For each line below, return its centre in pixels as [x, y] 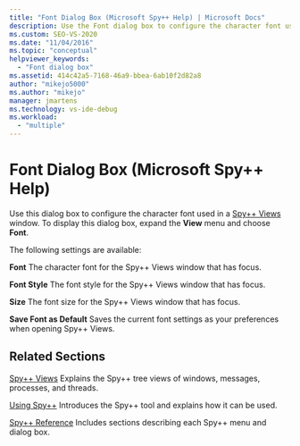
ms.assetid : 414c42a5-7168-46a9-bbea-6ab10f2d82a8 [105, 76]
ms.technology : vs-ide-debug [63, 109]
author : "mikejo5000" [50, 84]
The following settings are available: [75, 249]
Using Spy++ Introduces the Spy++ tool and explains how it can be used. [144, 405]
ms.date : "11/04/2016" [51, 42]
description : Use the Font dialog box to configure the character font [145, 26]
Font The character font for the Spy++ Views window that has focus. [135, 267]
